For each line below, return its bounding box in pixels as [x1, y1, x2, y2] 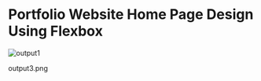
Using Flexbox [8, 22, 104, 40]
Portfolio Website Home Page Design [8, 6, 254, 24]
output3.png [8, 63, 49, 72]
